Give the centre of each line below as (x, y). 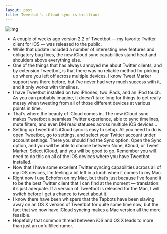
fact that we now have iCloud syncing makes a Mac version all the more (87, 210)
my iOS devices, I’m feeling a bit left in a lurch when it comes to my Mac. (87, 172)
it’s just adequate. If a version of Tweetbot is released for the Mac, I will (86, 188)
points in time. (27, 108)
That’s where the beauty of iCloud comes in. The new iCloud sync (80, 113)
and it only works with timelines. (46, 87)
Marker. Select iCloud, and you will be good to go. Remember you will (84, 151)
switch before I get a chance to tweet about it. (60, 194)
